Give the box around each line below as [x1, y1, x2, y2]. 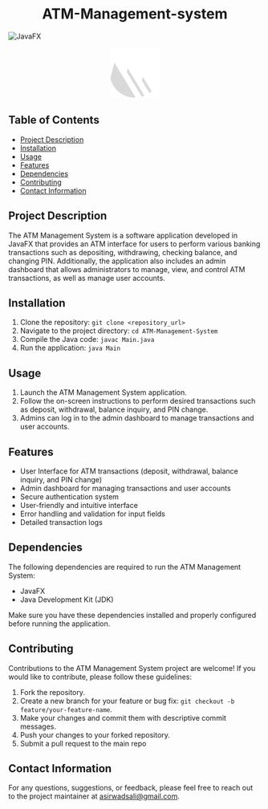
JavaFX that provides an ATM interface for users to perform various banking [8, 238, 261, 249]
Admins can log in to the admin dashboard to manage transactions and [19, 413, 254, 423]
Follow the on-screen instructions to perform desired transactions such [19, 396, 256, 406]
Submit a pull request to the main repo [19, 738, 147, 748]
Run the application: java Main [19, 343, 121, 353]
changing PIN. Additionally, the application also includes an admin [8, 256, 226, 266]
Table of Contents [8, 113, 100, 127]
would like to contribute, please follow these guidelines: [8, 672, 193, 681]
